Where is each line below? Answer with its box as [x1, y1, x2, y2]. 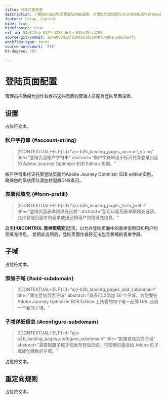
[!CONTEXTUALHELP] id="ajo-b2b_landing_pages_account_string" [17, 148, 154, 154]
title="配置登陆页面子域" [106, 336, 156, 342]
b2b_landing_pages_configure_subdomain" [17, 336, 105, 342]
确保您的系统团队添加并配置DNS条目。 [5, 177, 84, 183]
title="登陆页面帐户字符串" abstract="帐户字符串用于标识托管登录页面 [17, 154, 159, 160]
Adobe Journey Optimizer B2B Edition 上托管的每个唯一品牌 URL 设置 [17, 298, 159, 304]
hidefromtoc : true [5, 26, 43, 31]
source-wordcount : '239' [5, 44, 56, 49]
